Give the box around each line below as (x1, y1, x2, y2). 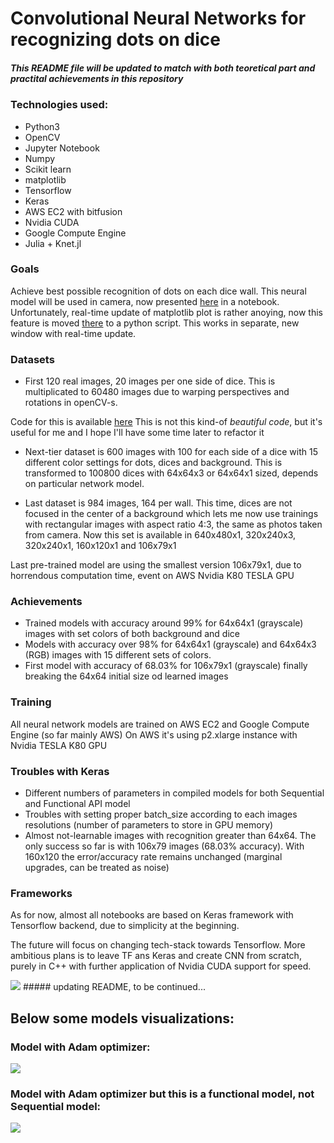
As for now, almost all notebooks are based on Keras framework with (10, 909, 294, 921)
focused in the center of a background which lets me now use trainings (24, 508, 319, 520)
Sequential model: (10, 1099, 102, 1113)
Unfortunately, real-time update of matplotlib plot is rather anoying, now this (10, 306, 324, 318)
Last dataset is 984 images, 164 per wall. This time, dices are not (24, 497, 293, 509)
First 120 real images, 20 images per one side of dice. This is (24, 375, 276, 387)
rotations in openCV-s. (24, 397, 118, 409)
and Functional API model (24, 798, 131, 810)
